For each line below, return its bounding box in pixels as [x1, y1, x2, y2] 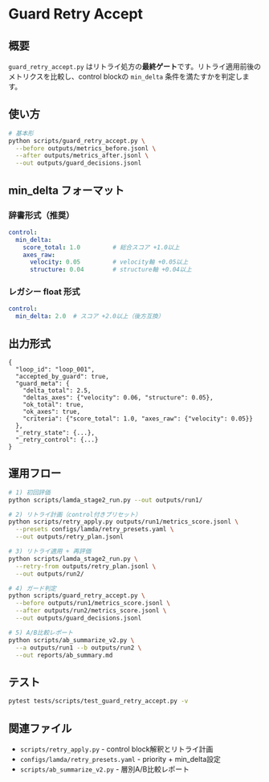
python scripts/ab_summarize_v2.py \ [8, 636, 135, 644]
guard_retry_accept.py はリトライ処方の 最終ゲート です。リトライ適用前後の [8, 62, 261, 71]
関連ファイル [8, 721, 72, 735]
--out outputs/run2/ [15, 570, 84, 578]
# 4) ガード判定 [8, 584, 57, 592]
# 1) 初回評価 [8, 488, 51, 497]
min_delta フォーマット [8, 183, 124, 197]
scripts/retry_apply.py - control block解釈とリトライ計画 [19, 744, 214, 754]
